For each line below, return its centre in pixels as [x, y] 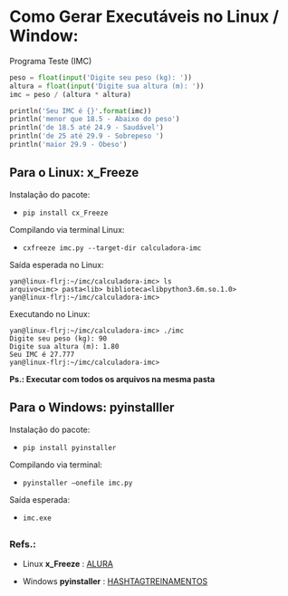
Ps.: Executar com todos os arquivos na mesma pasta [112, 379]
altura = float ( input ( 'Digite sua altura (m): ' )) [107, 86]
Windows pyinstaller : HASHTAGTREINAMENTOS [115, 582]
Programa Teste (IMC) [51, 61]
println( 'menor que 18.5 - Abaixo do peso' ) [95, 120]
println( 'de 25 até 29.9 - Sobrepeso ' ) [87, 136]
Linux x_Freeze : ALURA [67, 564]
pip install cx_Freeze [65, 213]
